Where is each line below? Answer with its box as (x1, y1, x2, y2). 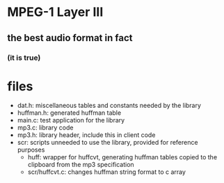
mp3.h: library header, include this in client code (17, 131, 156, 139)
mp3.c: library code (17, 123, 74, 132)
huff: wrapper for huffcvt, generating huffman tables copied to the (27, 153, 218, 161)
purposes (17, 145, 45, 154)
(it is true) (7, 53, 41, 63)
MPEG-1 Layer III (7, 4, 104, 20)
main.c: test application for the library (17, 116, 125, 125)
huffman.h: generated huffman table (17, 109, 122, 117)
